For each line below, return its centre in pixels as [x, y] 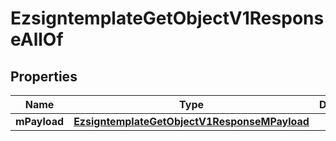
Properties [44, 76]
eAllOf [37, 39]
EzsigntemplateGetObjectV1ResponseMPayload [191, 121]
